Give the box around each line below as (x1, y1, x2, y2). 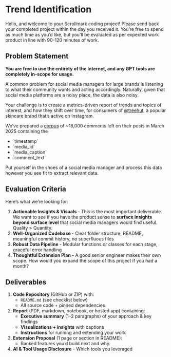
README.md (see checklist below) (20, 297, 88, 303)
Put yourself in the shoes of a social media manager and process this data (5, 164, 162, 171)
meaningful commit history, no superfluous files (12, 235, 114, 242)
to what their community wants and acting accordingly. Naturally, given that (5, 86, 165, 92)
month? (12, 263, 29, 269)
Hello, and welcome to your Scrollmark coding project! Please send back (5, 21, 159, 27)
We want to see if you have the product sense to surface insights (12, 214, 153, 220)
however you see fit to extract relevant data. (5, 170, 99, 176)
